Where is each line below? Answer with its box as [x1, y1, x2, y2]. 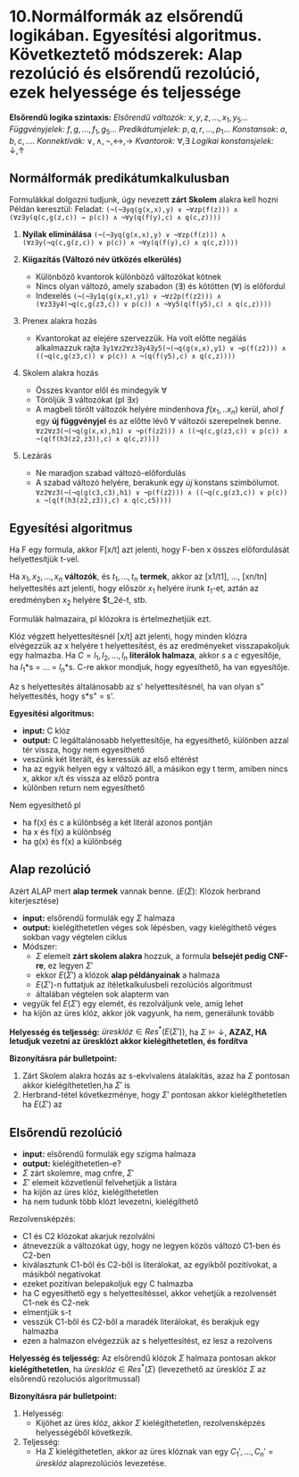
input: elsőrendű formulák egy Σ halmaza [21, 913, 176, 923]
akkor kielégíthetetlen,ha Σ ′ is [21, 1080, 131, 1091]
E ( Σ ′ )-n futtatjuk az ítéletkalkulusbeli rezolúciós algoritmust [35, 979, 253, 989]
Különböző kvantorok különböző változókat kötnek [35, 271, 221, 283]
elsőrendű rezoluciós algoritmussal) [9, 1373, 141, 1384]
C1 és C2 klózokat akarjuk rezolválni [21, 1231, 155, 1242]
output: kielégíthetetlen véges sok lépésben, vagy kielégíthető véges [21, 921, 277, 932]
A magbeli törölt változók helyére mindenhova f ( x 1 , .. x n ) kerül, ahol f [35, 404, 284, 417]
